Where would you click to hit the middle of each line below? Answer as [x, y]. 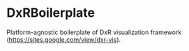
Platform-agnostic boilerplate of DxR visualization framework [94, 32]
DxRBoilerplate [51, 13]
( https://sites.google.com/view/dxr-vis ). [64, 39]
